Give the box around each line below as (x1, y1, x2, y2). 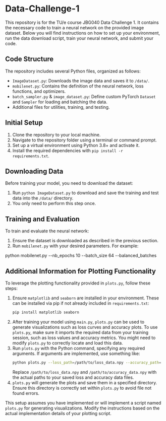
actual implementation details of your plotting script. (5, 410, 111, 416)
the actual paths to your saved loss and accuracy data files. (12, 374, 134, 380)
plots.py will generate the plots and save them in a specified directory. (12, 379, 158, 385)
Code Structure (5, 55, 54, 64)
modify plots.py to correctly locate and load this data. (12, 340, 123, 346)
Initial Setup (5, 119, 43, 127)
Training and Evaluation (5, 214, 80, 223)
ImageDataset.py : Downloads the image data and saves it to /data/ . (12, 77, 150, 83)
